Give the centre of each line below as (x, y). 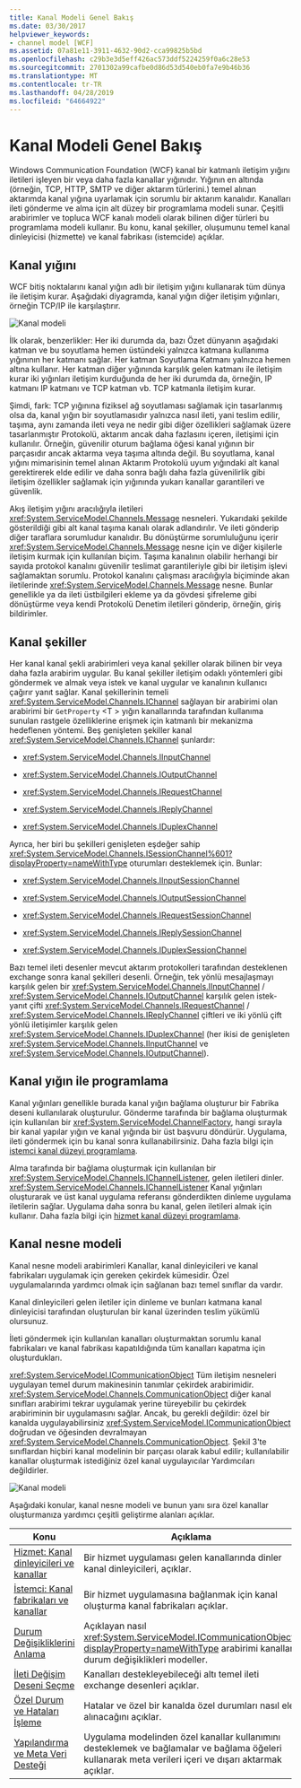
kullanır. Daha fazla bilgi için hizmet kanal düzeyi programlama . (125, 1216)
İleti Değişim (39, 1674)
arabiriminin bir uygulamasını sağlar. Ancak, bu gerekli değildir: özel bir (140, 1413)
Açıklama (191, 1537)
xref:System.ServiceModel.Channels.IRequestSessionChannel (137, 915)
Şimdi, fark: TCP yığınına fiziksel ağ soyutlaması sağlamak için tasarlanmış (146, 406)
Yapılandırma (41, 1742)
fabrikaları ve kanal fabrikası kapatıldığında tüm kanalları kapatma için (138, 1348)
